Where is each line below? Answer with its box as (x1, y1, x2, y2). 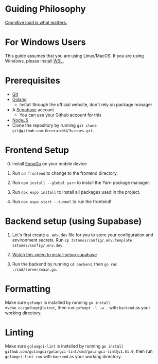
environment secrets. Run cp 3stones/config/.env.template (12, 237, 133, 243)
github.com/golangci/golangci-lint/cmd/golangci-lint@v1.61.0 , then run (5, 348, 153, 354)
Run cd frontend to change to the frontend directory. (12, 170, 118, 176)
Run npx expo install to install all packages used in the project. (12, 189, 140, 195)
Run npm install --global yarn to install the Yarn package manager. (12, 180, 150, 185)
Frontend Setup (5, 145, 69, 156)
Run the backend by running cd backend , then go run (12, 261, 118, 267)
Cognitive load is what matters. (5, 20, 67, 25)
